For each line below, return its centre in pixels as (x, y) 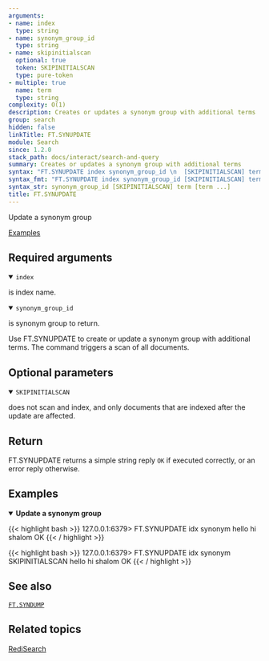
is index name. (32, 292)
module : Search (34, 142)
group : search (32, 120)
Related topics (45, 629)
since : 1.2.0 (30, 150)
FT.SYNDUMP (26, 605)
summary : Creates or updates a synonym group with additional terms (125, 165)
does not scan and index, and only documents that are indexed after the (127, 407)
